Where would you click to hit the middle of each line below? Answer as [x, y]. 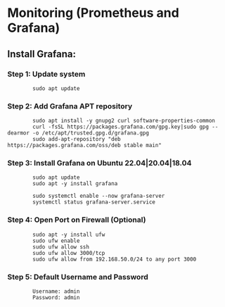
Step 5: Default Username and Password [78, 277]
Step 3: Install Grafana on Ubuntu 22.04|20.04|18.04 [99, 163]
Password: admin [56, 298]
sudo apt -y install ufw [69, 234]
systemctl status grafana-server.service [94, 202]
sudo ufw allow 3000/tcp [69, 253]
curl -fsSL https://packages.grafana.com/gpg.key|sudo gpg [121, 127]
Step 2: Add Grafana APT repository [70, 106]
